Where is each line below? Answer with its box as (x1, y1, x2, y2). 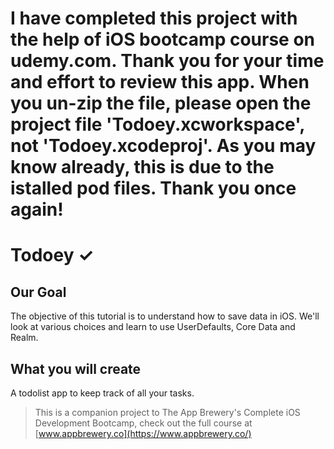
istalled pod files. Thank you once (10, 177, 297, 200)
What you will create (10, 360, 142, 377)
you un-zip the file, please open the (10, 92, 312, 115)
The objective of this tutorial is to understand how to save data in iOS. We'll (10, 310, 320, 322)
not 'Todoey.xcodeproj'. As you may (10, 135, 317, 157)
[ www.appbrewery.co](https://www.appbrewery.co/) (34, 428, 252, 439)
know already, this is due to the (10, 156, 275, 179)
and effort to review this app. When (10, 71, 310, 94)
